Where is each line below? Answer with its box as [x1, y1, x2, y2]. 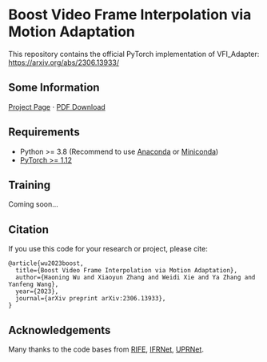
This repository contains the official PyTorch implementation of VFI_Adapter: [8, 49, 260, 58]
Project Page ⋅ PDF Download [8, 102, 106, 111]
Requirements [8, 126, 80, 139]
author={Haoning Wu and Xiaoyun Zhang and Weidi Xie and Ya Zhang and [15, 274, 256, 282]
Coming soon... [8, 199, 58, 209]
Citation [8, 223, 50, 236]
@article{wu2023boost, [8, 259, 84, 267]
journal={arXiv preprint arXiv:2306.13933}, [15, 295, 166, 303]
